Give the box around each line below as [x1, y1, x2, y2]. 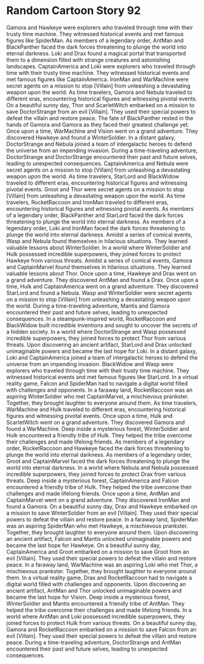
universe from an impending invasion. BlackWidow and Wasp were [6, 360, 174, 367]
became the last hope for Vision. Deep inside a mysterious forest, [6, 593, 171, 601]
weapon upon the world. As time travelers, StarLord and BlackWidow [6, 172, 180, 180]
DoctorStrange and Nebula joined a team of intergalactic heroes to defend [6, 140, 192, 147]
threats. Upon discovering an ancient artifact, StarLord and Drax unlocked [6, 341, 192, 348]
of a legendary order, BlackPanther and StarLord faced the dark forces [6, 211, 184, 219]
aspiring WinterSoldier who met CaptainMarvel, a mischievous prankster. [6, 392, 189, 400]
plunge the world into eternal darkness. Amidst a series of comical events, [6, 231, 193, 238]
